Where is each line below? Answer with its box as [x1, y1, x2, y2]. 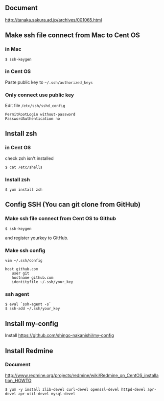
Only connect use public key [5, 91, 74, 98]
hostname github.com [11, 275, 54, 280]
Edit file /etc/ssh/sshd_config [5, 103, 66, 109]
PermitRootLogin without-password [5, 112, 76, 117]
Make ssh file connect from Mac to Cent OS [5, 31, 141, 40]
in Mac [5, 46, 22, 53]
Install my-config [5, 319, 59, 328]
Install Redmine [5, 347, 53, 355]
